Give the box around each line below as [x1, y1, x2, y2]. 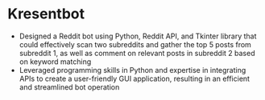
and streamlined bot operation [19, 82, 120, 92]
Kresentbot [7, 5, 85, 23]
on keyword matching [19, 57, 92, 66]
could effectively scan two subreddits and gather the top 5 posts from [19, 39, 251, 49]
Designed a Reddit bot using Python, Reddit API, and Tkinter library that [19, 31, 257, 41]
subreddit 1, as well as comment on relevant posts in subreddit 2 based [19, 48, 255, 58]
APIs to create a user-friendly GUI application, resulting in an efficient [19, 74, 251, 83]
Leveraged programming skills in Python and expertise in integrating [19, 65, 246, 74]
